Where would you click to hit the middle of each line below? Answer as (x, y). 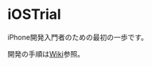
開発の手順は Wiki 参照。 (46, 53)
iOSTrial (34, 15)
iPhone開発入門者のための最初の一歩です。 (78, 37)
